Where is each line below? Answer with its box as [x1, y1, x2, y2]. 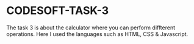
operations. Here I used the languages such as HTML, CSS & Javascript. [6, 30, 189, 37]
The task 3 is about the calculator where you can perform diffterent [6, 24, 176, 31]
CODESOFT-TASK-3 [6, 4, 109, 18]
